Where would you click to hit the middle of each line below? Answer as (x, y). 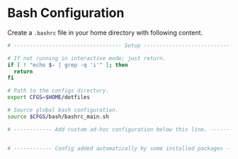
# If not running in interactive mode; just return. (87, 58)
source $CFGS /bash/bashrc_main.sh (58, 117)
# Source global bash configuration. (63, 110)
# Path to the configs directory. (58, 91)
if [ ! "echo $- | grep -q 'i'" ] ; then (68, 65)
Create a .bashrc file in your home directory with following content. (105, 33)
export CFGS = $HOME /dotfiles (49, 98)
